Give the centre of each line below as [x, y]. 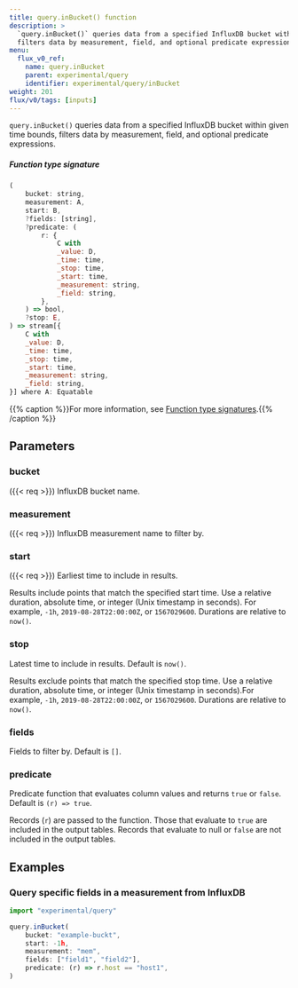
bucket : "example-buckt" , [73, 935]
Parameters [42, 446]
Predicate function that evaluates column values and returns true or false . [145, 794]
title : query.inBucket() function [73, 17]
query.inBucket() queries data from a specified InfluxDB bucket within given [149, 125]
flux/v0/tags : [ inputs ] [53, 100]
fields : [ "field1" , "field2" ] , [83, 960]
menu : [19, 51]
